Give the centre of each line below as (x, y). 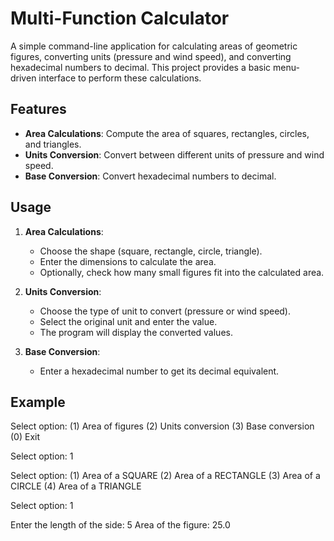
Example (38, 402)
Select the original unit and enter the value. (128, 321)
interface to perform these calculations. (120, 78)
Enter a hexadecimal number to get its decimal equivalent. (159, 371)
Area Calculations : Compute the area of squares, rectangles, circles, (167, 133)
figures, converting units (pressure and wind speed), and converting (151, 56)
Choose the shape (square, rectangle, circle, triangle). (151, 251)
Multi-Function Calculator (120, 18)
